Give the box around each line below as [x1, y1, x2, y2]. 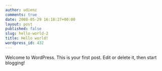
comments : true [5, 12, 37, 17]
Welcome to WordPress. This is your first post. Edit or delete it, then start [5, 54, 157, 60]
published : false [5, 26, 42, 31]
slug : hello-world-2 [5, 31, 49, 36]
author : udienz [5, 7, 37, 13]
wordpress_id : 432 [5, 41, 44, 46]
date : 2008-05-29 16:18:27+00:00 [5, 17, 76, 22]
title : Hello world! [5, 36, 49, 41]
